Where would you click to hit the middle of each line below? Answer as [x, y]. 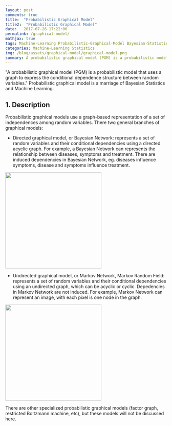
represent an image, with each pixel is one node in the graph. [77, 297]
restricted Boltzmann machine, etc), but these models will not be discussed [85, 414]
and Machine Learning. [30, 89]
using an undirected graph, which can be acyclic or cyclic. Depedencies [89, 287]
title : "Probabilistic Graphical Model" [50, 19]
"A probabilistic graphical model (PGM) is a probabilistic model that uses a [83, 72]
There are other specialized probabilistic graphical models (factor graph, [82, 408]
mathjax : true [20, 39]
